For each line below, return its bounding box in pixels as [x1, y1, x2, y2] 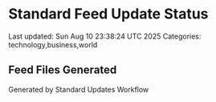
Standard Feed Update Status [8, 5, 209, 23]
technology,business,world [8, 39, 98, 49]
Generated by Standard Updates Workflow [8, 84, 149, 94]
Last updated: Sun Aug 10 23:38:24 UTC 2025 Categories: [8, 31, 202, 41]
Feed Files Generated [8, 63, 117, 77]
